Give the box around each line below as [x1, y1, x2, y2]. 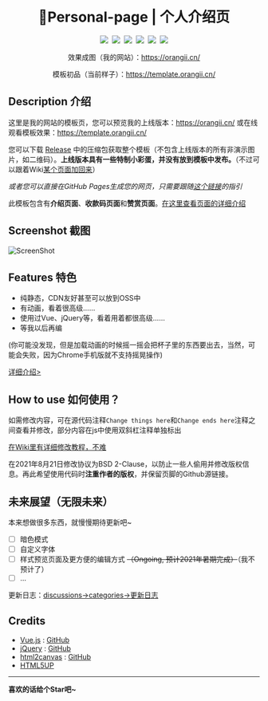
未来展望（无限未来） [8, 494, 113, 508]
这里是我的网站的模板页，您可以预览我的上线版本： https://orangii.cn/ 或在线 [8, 117, 258, 127]
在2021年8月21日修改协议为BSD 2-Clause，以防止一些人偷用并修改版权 [8, 459, 242, 469]
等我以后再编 [19, 323, 62, 333]
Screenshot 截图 [8, 224, 91, 238]
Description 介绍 [8, 95, 92, 108]
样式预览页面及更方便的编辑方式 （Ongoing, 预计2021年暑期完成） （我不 [19, 554, 255, 564]
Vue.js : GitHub [19, 636, 70, 645]
